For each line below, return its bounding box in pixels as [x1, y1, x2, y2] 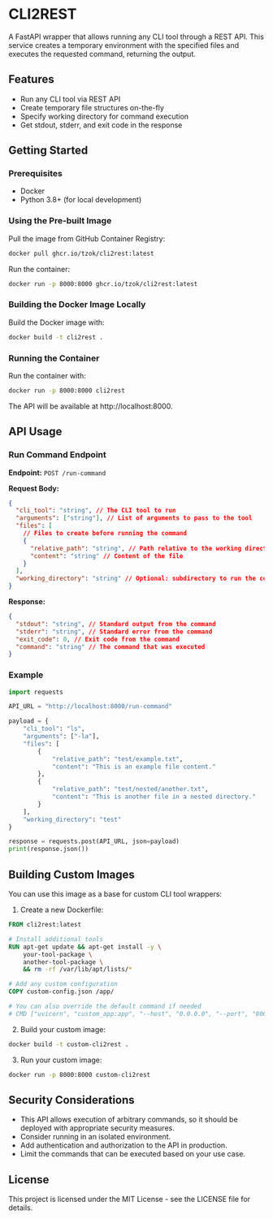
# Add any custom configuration [8, 980, 118, 988]
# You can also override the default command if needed [8, 1002, 201, 1010]
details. [8, 1203, 33, 1213]
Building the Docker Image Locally [8, 299, 146, 310]
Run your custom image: [19, 1055, 102, 1065]
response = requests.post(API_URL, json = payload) [8, 837, 180, 845]
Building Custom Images [8, 867, 136, 881]
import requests [8, 688, 63, 696]
